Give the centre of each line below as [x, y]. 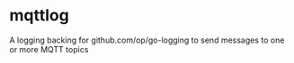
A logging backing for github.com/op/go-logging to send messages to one [147, 40]
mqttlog [39, 16]
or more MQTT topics [49, 49]
